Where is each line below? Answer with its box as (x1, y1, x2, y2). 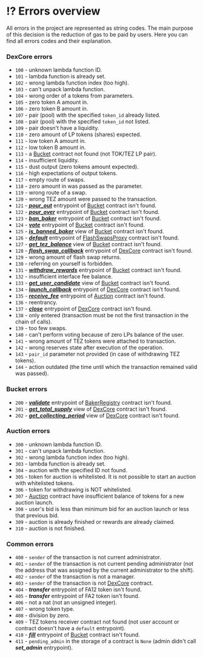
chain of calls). (15, 318, 53, 326)
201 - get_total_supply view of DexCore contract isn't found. (15, 405, 167, 413)
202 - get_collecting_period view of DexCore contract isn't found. (15, 411, 180, 419)
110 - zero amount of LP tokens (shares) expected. (15, 131, 142, 138)
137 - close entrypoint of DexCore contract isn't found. (15, 305, 152, 312)
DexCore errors (6, 52, 53, 61)
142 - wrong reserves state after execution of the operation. (15, 344, 164, 351)
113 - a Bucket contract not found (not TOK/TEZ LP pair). (15, 150, 157, 157)
